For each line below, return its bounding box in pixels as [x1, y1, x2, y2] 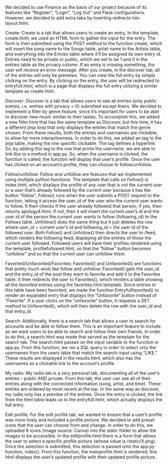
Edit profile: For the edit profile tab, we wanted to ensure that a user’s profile [5, 412, 162, 418]
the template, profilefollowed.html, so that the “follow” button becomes [5, 246, 151, 251]
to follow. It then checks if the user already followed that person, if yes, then [5, 203, 161, 209]
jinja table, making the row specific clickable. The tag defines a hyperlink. [5, 140, 156, 146]
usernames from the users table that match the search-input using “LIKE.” [5, 350, 157, 356]
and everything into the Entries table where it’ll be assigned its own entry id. [5, 51, 161, 57]
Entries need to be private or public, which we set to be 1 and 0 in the [5, 56, 148, 62]
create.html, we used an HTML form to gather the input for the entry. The [5, 35, 156, 41]
